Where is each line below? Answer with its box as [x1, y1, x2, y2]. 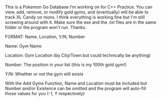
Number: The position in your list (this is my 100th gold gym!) [5, 62, 127, 67]
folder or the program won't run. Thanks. [5, 25, 86, 30]
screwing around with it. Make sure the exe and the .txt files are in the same [5, 19, 157, 25]
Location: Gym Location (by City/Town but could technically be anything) [5, 52, 151, 58]
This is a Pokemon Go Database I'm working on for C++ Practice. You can [5, 4, 153, 10]
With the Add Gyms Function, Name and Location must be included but [5, 80, 147, 86]
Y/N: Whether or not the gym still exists [5, 71, 84, 76]
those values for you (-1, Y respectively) [5, 91, 85, 96]
